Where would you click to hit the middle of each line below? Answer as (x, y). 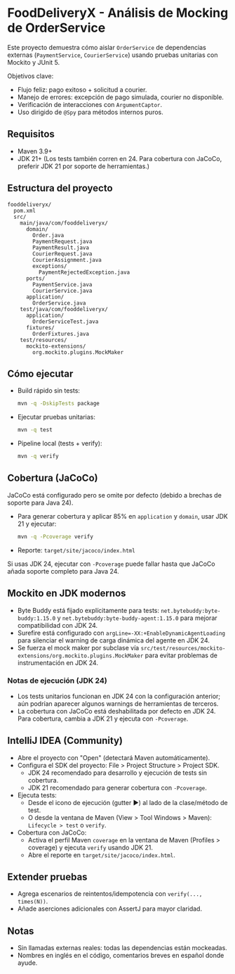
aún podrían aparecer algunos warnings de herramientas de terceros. (118, 703)
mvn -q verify (38, 456)
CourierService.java (62, 291)
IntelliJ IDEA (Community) (65, 741)
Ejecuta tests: (37, 795)
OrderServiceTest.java (66, 322)
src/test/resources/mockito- (183, 648)
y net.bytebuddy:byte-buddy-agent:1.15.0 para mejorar (137, 618)
